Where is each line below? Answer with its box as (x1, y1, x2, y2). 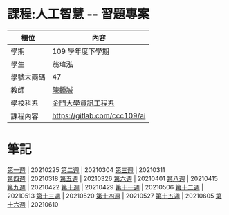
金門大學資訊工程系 (52, 98, 116, 108)
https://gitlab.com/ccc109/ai (52, 111, 146, 120)
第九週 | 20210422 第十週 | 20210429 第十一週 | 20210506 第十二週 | (7, 183, 204, 191)
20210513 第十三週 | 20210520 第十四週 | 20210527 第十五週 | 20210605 (7, 191, 214, 200)
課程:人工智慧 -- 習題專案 (7, 6, 150, 22)
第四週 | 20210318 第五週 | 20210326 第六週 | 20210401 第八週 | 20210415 (7, 174, 218, 183)
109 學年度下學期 (52, 46, 109, 56)
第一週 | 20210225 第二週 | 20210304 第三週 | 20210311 (7, 165, 165, 174)
